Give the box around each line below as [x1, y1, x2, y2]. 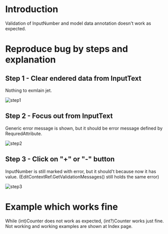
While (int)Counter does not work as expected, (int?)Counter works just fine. [5, 218, 164, 224]
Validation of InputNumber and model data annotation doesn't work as [5, 20, 151, 26]
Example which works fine [5, 201, 118, 212]
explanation [5, 54, 56, 66]
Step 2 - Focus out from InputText [5, 112, 113, 121]
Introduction [5, 4, 59, 15]
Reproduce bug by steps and [5, 43, 128, 55]
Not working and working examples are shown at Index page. [5, 223, 133, 229]
